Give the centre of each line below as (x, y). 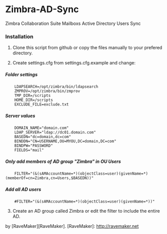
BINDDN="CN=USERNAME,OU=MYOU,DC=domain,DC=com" (65, 141)
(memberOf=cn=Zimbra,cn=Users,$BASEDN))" (50, 178)
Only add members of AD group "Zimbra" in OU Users (63, 161)
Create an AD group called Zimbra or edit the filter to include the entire (86, 211)
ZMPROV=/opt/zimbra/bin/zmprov (47, 91)
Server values (20, 116)
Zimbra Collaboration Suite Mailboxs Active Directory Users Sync (73, 23)
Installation (19, 37)
